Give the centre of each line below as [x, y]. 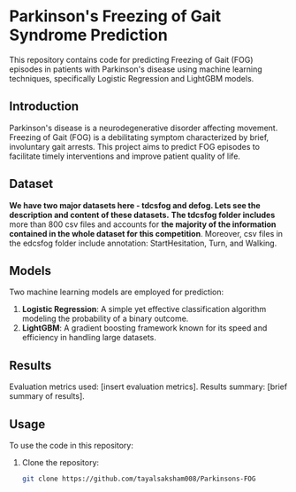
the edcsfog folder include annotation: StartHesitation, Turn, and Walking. [143, 243]
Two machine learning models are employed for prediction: [117, 292]
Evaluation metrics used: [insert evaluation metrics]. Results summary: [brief [148, 387]
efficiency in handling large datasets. [89, 338]
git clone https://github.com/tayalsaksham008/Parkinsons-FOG [139, 479]
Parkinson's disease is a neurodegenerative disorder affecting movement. [144, 128]
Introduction [44, 107]
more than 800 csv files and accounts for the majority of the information [143, 224]
